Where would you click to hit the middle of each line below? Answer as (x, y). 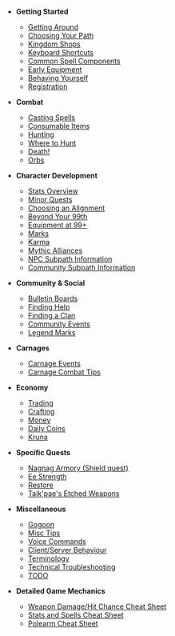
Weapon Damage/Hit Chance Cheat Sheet (97, 606)
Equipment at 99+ (58, 225)
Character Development (57, 176)
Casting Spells (52, 118)
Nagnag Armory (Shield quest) (78, 468)
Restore (40, 485)
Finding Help (49, 307)
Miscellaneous (41, 509)
